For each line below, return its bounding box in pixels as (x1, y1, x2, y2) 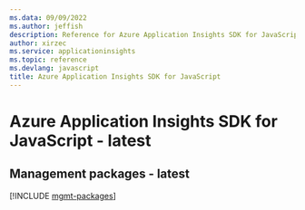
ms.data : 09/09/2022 (9, 13, 88, 23)
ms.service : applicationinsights (9, 47, 136, 56)
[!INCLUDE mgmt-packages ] (9, 190, 116, 201)
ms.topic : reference (9, 55, 88, 64)
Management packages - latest (9, 167, 191, 182)
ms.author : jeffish (9, 22, 84, 31)
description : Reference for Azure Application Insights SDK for (9, 30, 258, 39)
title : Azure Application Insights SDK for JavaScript (9, 72, 221, 81)
